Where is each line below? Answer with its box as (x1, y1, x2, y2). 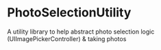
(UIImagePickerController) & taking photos (7, 34, 127, 42)
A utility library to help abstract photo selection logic (7, 27, 155, 36)
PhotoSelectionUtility (7, 5, 132, 21)
